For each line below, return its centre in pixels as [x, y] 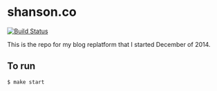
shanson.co [42, 12]
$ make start [26, 82]
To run [21, 66]
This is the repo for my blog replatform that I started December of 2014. [109, 44]
